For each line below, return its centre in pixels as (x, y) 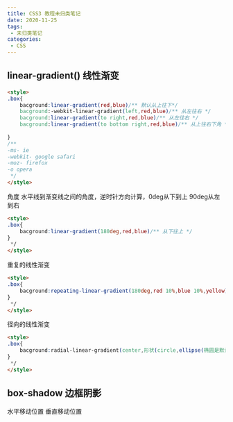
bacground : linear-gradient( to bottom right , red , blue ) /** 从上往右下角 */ (125, 125)
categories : (24, 40)
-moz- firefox (28, 163)
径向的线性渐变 (28, 324)
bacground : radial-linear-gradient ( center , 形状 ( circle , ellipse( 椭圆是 (120, 351)
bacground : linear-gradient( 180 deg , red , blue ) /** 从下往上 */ (106, 231)
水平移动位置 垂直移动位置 (44, 411)
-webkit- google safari (42, 157)
